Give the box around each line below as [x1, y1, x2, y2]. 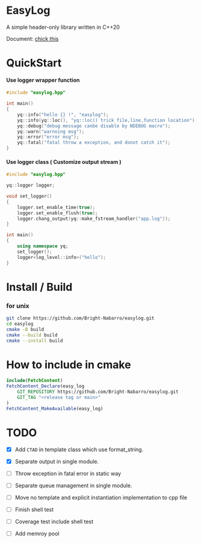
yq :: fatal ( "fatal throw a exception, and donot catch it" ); [17, 139, 171, 146]
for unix [6, 302, 30, 310]
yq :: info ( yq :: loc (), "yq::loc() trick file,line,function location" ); [17, 117, 198, 123]
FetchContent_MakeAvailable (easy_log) [6, 405, 103, 411]
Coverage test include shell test [14, 518, 94, 525]
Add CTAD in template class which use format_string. [14, 446, 144, 453]
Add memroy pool [14, 530, 60, 537]
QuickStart [6, 56, 62, 70]
